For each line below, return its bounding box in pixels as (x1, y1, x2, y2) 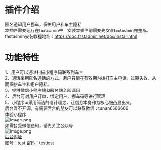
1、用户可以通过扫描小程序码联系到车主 (5, 69, 83, 75)
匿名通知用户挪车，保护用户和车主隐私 (5, 21, 81, 27)
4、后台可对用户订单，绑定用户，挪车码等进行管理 (5, 93, 106, 99)
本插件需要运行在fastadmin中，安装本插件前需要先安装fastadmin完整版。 (5, 27, 151, 33)
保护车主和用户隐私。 (9, 81, 52, 87)
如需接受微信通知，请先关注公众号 (5, 122, 73, 128)
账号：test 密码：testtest (5, 140, 54, 146)
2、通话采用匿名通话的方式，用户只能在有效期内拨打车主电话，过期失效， (5, 75, 152, 81)
